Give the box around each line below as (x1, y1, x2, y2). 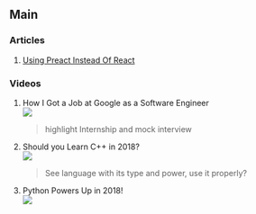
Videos (9, 76, 41, 89)
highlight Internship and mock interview (44, 123, 192, 134)
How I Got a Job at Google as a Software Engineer (22, 97, 210, 108)
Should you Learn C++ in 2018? (22, 141, 140, 152)
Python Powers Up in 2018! (22, 184, 123, 196)
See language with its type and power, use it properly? (44, 167, 248, 178)
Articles (9, 34, 45, 47)
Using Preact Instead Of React (22, 54, 135, 66)
